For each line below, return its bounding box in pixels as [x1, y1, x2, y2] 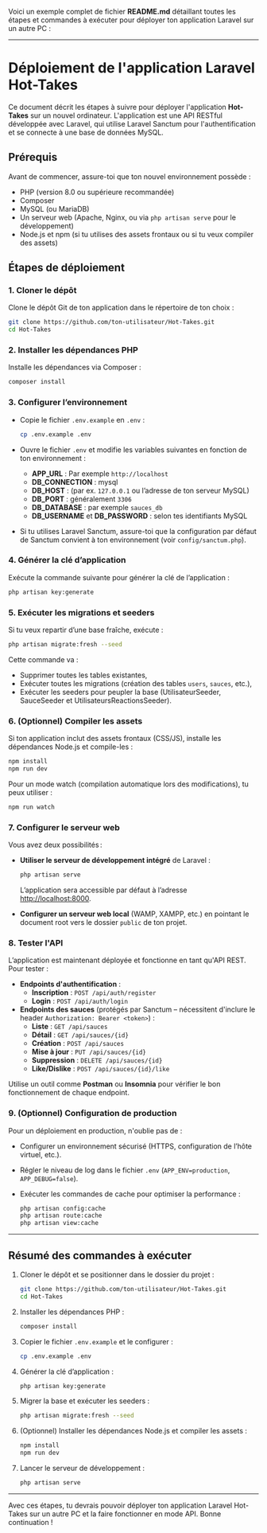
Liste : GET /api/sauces [31, 1022, 108, 1032]
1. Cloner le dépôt [8, 285, 77, 296]
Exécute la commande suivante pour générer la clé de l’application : [8, 572, 230, 582]
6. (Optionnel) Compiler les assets [8, 716, 143, 727]
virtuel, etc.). [19, 1149, 62, 1159]
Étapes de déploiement [8, 261, 126, 275]
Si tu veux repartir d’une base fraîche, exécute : [8, 625, 164, 634]
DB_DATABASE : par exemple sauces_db [31, 502, 163, 512]
